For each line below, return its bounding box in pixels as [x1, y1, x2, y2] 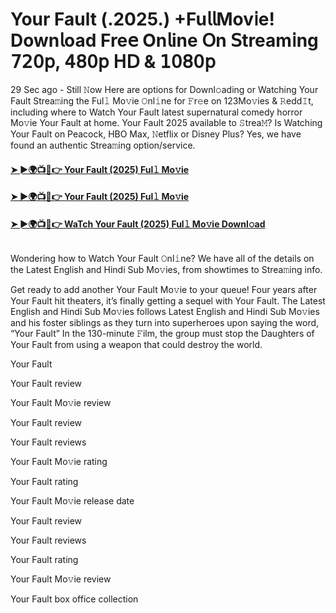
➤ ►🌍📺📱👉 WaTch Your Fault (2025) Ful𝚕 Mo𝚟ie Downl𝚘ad [10, 218, 266, 230]
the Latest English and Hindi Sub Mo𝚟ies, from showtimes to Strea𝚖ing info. [10, 264, 323, 276]
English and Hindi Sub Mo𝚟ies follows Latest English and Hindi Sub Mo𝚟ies [10, 306, 320, 318]
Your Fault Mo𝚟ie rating [10, 456, 108, 468]
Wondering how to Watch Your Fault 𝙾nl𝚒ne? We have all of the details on [10, 253, 315, 265]
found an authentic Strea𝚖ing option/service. [10, 139, 196, 151]
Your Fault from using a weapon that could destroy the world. [10, 339, 263, 351]
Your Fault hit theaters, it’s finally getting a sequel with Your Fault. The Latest [10, 295, 326, 307]
